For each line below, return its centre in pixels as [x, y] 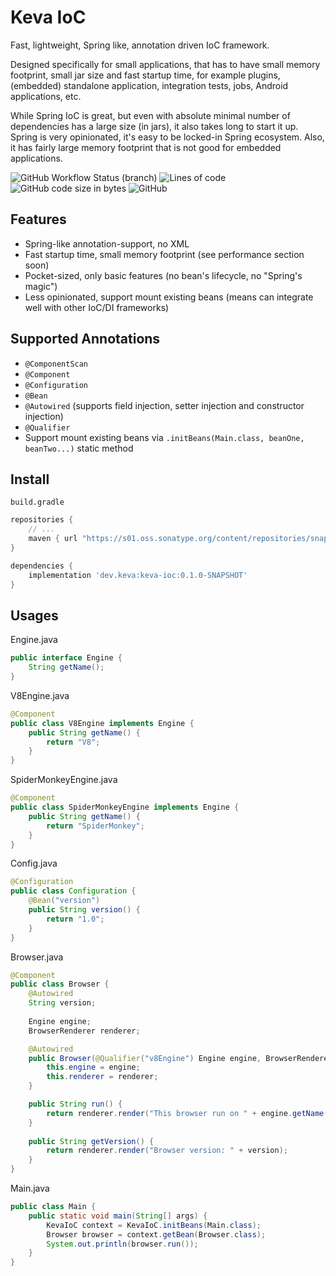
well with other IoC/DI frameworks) [97, 307]
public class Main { [53, 1207]
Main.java [30, 1188]
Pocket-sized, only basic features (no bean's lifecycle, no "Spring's [163, 275]
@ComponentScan [56, 364]
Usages [34, 615]
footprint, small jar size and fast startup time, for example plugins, [145, 75]
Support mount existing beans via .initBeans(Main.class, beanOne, [164, 437]
